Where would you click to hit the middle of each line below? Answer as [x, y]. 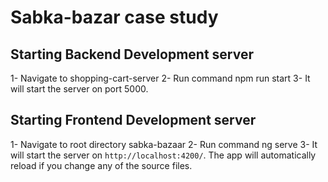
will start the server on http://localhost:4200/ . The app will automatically [163, 155]
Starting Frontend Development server [133, 120]
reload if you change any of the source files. [101, 165]
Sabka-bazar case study [114, 17]
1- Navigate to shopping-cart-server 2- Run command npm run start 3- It [160, 78]
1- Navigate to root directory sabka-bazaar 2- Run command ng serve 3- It [164, 144]
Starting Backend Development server [132, 54]
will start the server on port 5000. [79, 89]
